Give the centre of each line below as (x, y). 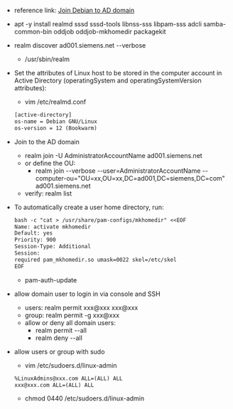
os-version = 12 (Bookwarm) (55, 128)
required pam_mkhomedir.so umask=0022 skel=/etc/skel (95, 260)
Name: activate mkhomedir (52, 227)
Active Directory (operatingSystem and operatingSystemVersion (108, 80)
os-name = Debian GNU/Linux (55, 121)
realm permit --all (61, 330)
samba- (215, 24)
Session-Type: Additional (52, 247)
